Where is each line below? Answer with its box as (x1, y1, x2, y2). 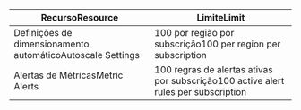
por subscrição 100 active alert (154, 75, 285, 87)
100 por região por (154, 27, 235, 38)
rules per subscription (154, 86, 247, 97)
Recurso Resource (40, 12, 119, 23)
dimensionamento (13, 38, 90, 50)
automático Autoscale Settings (13, 49, 141, 61)
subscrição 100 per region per (154, 38, 281, 50)
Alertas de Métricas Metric (13, 69, 124, 81)
